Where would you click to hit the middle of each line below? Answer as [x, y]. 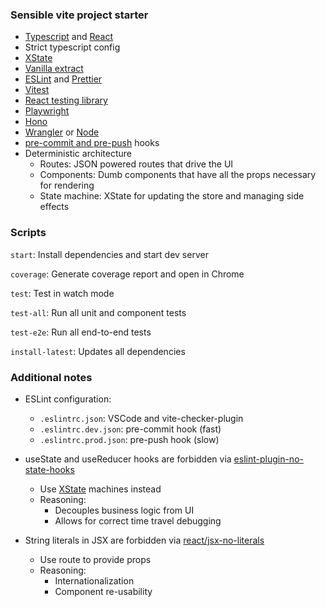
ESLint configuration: [68, 399]
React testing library [66, 100]
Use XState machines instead [100, 489]
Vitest [37, 90]
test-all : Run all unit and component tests [98, 312]
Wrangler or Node [62, 132]
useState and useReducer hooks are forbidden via [128, 459]
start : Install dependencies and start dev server [109, 254]
